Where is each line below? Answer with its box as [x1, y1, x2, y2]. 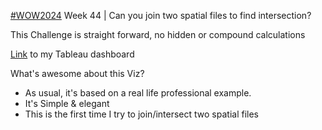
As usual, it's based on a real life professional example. [24, 87, 252, 99]
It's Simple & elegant [24, 98, 110, 109]
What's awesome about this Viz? [10, 68, 145, 79]
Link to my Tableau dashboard [10, 48, 135, 60]
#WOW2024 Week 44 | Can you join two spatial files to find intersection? [10, 10, 312, 21]
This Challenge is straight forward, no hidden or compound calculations [10, 29, 306, 40]
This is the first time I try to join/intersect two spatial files [24, 108, 259, 120]
